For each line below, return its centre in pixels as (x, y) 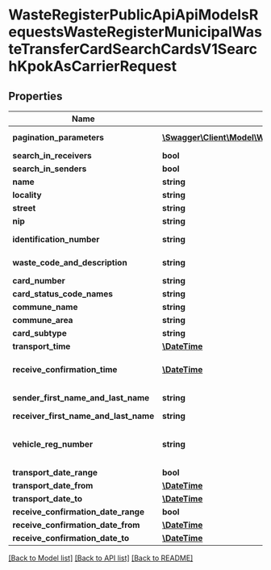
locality (27, 195)
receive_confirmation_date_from (76, 525)
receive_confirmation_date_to (71, 538)
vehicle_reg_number (53, 444)
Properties (35, 96)
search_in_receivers (52, 155)
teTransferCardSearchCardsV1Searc (133, 49)
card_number (39, 281)
